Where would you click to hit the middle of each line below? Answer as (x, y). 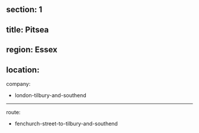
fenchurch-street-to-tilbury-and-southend (66, 124)
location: (23, 70)
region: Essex (32, 50)
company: (18, 84)
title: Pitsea (28, 30)
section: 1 (24, 10)
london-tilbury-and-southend (51, 95)
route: (13, 112)
